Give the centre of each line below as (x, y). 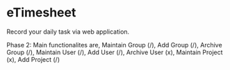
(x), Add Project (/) (33, 59)
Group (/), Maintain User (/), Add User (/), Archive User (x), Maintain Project (115, 52)
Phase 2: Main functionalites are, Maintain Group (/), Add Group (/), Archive (115, 45)
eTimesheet (41, 13)
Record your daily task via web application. (68, 32)
